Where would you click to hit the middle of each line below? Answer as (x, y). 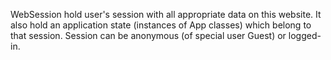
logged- (305, 35)
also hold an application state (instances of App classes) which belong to (161, 25)
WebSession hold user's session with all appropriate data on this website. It (166, 14)
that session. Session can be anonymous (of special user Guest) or (148, 35)
